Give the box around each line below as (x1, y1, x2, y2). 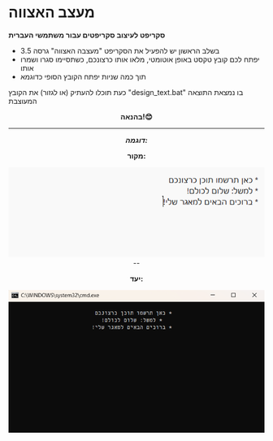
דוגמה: (125, 135, 148, 145)
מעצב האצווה (8, 3, 95, 22)
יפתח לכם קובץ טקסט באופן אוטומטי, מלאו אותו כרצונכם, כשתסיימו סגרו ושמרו (19, 54, 260, 64)
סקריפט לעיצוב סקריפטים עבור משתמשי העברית (8, 30, 166, 40)
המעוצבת (8, 96, 37, 106)
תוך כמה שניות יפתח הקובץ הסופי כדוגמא (19, 71, 146, 81)
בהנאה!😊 (120, 111, 153, 121)
